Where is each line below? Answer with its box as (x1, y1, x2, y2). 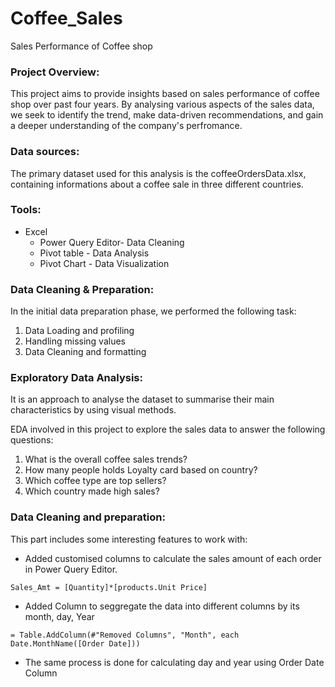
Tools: (10, 203, 42, 217)
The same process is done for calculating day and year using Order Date (24, 656, 325, 668)
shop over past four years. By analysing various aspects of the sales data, (10, 98, 315, 111)
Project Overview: (10, 65, 100, 79)
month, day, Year (24, 610, 95, 622)
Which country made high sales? (24, 485, 160, 497)
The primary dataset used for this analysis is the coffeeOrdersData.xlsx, (10, 167, 307, 179)
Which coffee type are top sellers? (24, 475, 167, 487)
